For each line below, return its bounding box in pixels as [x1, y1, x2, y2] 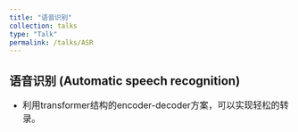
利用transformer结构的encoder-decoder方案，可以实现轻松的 [21, 99, 281, 111]
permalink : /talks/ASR [9, 37, 94, 47]
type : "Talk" [9, 29, 58, 38]
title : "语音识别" [9, 12, 73, 22]
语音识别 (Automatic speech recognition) [9, 73, 241, 88]
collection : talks [9, 21, 78, 30]
